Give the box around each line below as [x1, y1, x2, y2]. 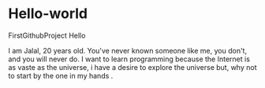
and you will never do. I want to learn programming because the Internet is [8, 54, 251, 64]
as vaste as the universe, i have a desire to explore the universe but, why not [8, 62, 257, 71]
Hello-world [8, 5, 88, 23]
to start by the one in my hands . [8, 71, 114, 80]
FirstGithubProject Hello [8, 31, 86, 40]
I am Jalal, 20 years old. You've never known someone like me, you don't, [8, 46, 247, 55]
